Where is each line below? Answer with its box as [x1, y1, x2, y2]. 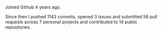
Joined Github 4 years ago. [5, 4, 61, 10]
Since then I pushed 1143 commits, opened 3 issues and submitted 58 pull [5, 14, 158, 19]
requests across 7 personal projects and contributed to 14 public [5, 19, 138, 25]
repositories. [5, 24, 31, 30]
